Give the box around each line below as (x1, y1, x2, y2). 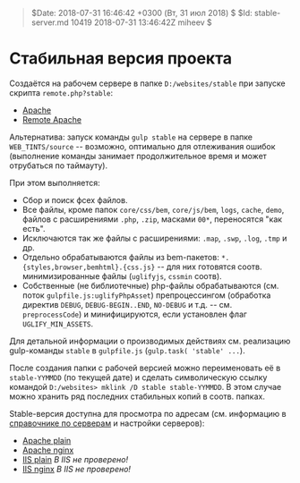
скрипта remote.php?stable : (9, 87, 114, 97)
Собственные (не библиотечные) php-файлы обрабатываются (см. (21, 280, 279, 291)
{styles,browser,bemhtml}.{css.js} (21, 263, 156, 272)
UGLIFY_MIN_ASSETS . (21, 318, 94, 329)
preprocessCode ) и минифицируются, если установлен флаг (21, 309, 248, 319)
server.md (30, 17, 69, 28)
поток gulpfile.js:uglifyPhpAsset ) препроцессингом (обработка (21, 290, 271, 301)
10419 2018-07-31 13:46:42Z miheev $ (70, 17, 212, 28)
